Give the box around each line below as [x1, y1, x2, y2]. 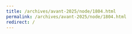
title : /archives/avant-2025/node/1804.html [6, 8, 116, 14]
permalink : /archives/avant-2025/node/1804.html [6, 14, 127, 20]
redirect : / [6, 19, 35, 25]
